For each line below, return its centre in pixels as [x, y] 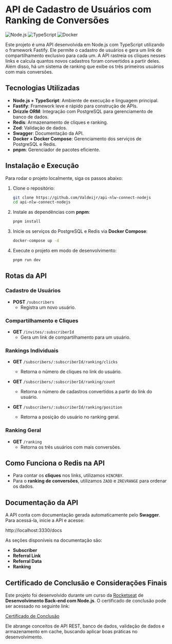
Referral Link [27, 556]
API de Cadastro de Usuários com [78, 10]
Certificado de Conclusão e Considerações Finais [86, 583]
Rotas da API [26, 276]
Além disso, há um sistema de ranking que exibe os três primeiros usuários [85, 66]
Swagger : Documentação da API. [48, 133]
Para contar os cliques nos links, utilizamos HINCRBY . [68, 475]
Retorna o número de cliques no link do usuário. [71, 372]
